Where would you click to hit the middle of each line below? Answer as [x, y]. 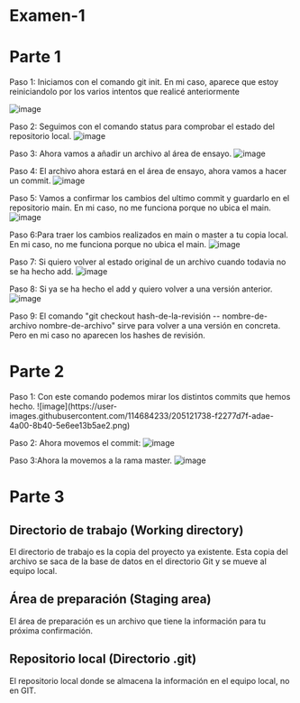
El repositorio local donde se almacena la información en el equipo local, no [150, 680]
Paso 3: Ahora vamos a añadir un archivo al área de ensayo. [121, 153]
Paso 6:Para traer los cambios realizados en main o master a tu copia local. [149, 235]
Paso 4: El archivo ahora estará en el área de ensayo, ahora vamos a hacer [148, 171]
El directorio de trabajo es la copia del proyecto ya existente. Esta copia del [149, 552]
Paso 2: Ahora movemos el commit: [75, 443]
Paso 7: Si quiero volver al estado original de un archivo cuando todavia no [148, 262]
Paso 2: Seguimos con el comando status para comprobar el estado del [142, 126]
